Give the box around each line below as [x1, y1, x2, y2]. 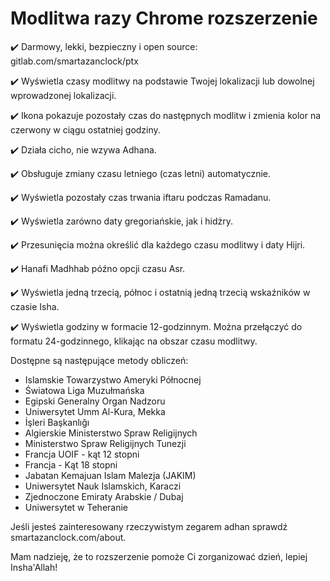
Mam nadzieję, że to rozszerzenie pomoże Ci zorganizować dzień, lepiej [10, 550, 308, 562]
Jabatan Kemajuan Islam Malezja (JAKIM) [24, 469, 197, 481]
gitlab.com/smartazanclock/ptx [10, 55, 139, 67]
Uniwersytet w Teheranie [24, 501, 128, 513]
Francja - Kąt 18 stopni [24, 458, 118, 471]
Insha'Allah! [10, 561, 58, 573]
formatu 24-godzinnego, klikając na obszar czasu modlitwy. [10, 335, 258, 347]
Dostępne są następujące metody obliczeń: [10, 354, 189, 366]
